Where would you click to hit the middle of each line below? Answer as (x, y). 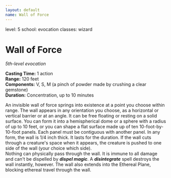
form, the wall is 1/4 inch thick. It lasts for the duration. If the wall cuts (78, 137)
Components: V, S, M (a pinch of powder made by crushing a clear (76, 84)
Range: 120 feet (22, 79)
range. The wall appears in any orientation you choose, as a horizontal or (82, 110)
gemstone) (17, 90)
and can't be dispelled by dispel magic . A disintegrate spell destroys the (82, 159)
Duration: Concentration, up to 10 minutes (50, 95)
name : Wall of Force (27, 15)
